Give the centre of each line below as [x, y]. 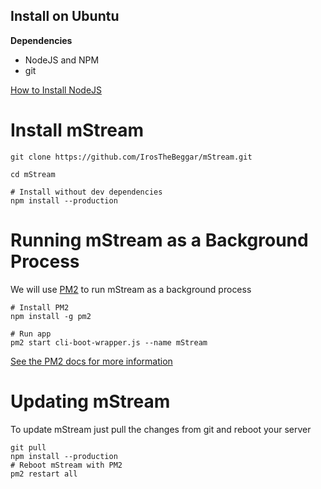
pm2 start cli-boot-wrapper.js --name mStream [109, 342]
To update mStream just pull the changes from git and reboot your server [161, 429]
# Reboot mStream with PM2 [66, 465]
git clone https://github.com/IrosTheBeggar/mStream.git [131, 157]
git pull [28, 447]
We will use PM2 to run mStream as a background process [131, 289]
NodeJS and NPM [62, 60]
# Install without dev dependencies [86, 192]
